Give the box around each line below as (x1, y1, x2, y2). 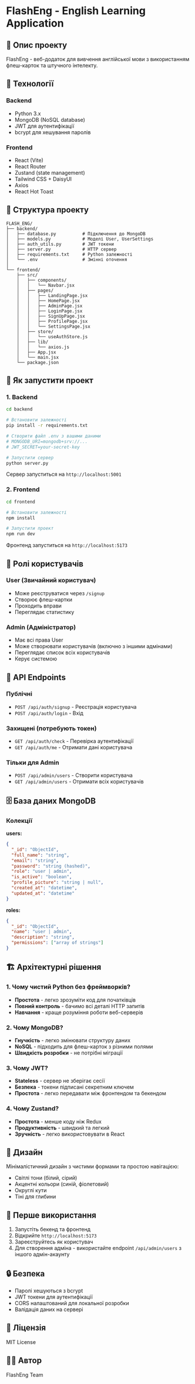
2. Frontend (6, 485, 40, 493)
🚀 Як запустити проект (6, 375, 94, 386)
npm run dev (6, 531, 35, 537)
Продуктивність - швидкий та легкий (14, 1124, 110, 1131)
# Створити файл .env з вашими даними (6, 433, 101, 439)
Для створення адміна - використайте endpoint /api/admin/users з (14, 1245, 182, 1252)
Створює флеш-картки (14, 596, 72, 603)
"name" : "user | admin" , (11, 929, 72, 935)
